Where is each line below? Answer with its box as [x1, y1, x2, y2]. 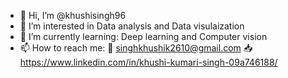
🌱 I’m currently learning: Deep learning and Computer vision [19, 31, 268, 42]
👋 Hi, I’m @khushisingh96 [19, 10, 127, 21]
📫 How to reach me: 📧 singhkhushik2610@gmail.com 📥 [19, 42, 253, 54]
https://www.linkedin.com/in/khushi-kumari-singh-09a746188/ [19, 56, 278, 68]
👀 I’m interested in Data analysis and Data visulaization [19, 20, 245, 32]
